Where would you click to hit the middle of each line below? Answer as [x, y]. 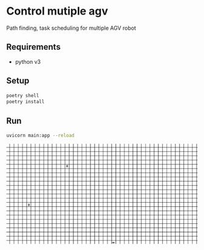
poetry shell [23, 95]
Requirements [33, 47]
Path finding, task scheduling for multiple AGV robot [71, 28]
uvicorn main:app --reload [40, 136]
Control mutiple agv [57, 11]
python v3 [28, 61]
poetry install [25, 102]
